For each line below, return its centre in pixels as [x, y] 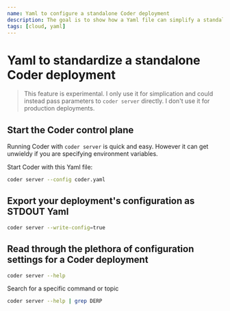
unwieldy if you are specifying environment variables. [83, 154]
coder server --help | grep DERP [55, 301]
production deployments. [59, 108]
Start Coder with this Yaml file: [50, 167]
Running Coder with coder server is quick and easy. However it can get [108, 147]
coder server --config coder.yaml [56, 180]
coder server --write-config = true [56, 227]
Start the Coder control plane [71, 130]
